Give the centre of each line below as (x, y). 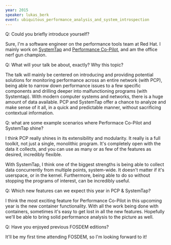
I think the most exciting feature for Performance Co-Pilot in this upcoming (84, 201)
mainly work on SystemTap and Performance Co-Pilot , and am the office (81, 50)
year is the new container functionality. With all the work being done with (82, 206)
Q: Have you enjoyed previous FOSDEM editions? (57, 227)
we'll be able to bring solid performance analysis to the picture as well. (80, 217)
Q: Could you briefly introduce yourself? (47, 34)
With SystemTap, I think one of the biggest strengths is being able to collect (85, 165)
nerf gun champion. (26, 55)
